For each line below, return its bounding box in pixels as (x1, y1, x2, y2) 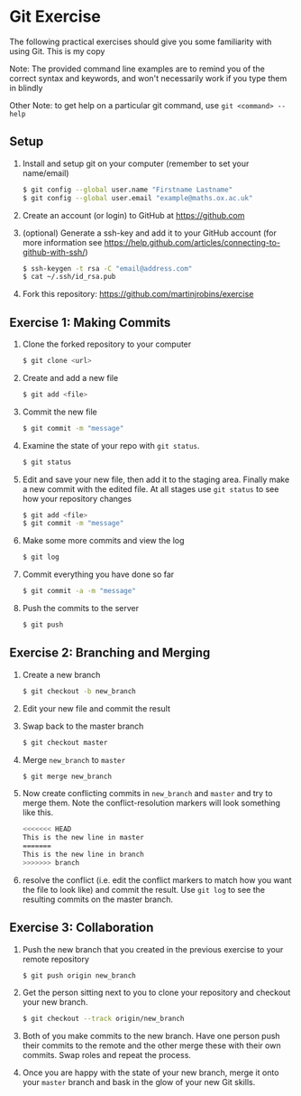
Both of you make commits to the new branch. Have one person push (22, 1031, 281, 1042)
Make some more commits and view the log (22, 535, 185, 546)
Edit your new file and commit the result (22, 702, 171, 714)
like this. (22, 807, 54, 818)
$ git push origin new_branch (22, 971, 137, 980)
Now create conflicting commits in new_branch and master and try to (22, 788, 273, 799)
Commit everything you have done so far (22, 569, 175, 580)
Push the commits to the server (22, 603, 140, 614)
